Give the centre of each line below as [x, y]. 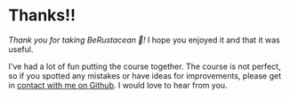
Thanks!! [42, 15]
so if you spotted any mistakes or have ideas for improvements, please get [145, 75]
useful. [21, 49]
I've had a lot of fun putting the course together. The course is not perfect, [145, 66]
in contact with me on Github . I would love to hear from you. [118, 85]
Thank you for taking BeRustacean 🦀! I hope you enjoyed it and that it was [145, 40]
